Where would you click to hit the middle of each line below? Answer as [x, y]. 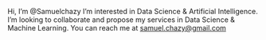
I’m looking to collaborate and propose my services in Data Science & [121, 20]
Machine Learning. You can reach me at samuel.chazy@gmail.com [117, 28]
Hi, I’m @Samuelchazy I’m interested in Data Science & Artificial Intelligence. [133, 11]
